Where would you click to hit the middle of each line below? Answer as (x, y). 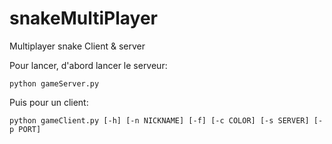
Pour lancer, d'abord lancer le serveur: (88, 65)
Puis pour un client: (49, 102)
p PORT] (25, 129)
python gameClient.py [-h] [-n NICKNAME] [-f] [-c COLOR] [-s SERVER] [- (166, 120)
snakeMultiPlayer (83, 18)
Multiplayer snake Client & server (77, 46)
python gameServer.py (54, 83)
